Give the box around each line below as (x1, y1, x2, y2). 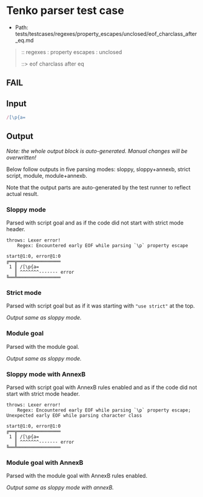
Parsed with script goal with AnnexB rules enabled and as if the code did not (6, 384, 198, 391)
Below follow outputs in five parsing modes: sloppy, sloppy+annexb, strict (6, 165, 191, 173)
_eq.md (15, 36, 34, 44)
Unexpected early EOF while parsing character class (6, 413, 142, 419)
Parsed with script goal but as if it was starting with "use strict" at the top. (6, 302, 195, 309)
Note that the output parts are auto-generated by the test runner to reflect (6, 183, 191, 191)
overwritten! (6, 154, 36, 161)
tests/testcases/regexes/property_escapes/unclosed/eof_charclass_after (15, 30, 198, 37)
